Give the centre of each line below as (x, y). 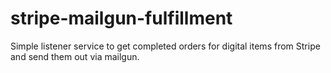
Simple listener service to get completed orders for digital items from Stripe (165, 46)
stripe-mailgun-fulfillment (121, 18)
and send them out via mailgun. (75, 56)
